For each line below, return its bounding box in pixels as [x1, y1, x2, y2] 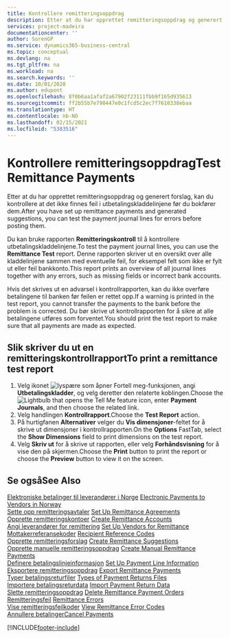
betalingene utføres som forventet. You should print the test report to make [7, 314, 218, 322]
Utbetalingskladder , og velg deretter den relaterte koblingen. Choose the [16, 389, 223, 397]
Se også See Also [7, 475, 81, 486]
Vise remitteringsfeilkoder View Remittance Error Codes [7, 602, 165, 610]
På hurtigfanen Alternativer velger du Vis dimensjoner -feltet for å [16, 418, 206, 426]
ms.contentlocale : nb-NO [7, 112, 78, 119]
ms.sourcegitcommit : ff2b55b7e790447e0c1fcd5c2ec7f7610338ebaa [7, 100, 192, 107]
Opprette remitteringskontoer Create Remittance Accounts [7, 515, 172, 523]
